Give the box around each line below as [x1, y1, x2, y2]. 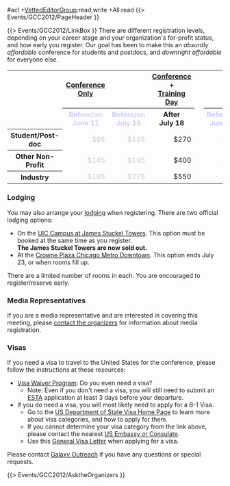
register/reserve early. [7, 279, 70, 287]
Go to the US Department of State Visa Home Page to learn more [27, 408, 210, 416]
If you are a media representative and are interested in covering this [7, 311, 199, 320]
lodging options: [7, 216, 53, 224]
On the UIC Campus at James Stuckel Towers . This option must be [16, 229, 205, 237]
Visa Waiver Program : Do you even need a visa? [16, 379, 153, 387]
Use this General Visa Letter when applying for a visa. [27, 437, 179, 446]
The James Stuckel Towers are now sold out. [16, 243, 148, 252]
